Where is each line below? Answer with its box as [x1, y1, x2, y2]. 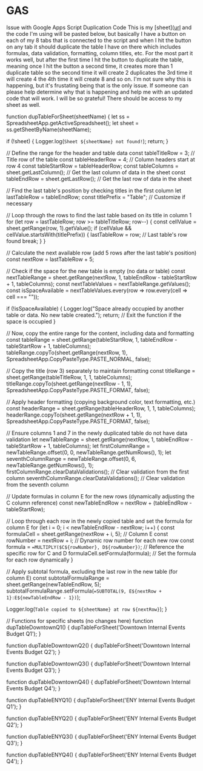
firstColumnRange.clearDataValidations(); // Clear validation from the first [6, 468, 189, 475]
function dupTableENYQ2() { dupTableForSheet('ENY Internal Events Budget [6, 715, 196, 722]
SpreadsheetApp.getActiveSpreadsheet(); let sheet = [6, 119, 139, 126]
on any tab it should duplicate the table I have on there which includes [6, 43, 181, 50]
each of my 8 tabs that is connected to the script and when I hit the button [6, 36, 192, 44]
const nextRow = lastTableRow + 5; [6, 256, 95, 263]
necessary [6, 200, 33, 207]
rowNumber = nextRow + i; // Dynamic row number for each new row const [6, 537, 195, 544]
